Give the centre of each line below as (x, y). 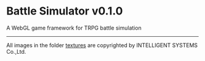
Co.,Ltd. (16, 51)
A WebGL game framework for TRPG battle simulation (74, 28)
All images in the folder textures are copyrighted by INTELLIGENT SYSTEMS (102, 45)
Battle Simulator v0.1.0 (65, 11)
